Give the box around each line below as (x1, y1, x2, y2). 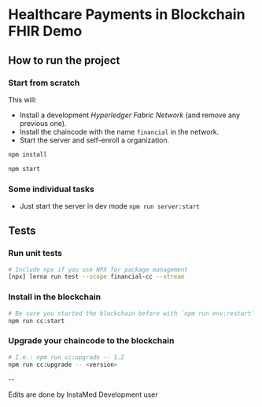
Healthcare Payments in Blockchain (8, 6, 245, 24)
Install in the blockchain (8, 291, 101, 302)
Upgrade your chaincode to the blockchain (8, 335, 175, 346)
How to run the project (8, 54, 120, 67)
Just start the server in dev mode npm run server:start (19, 201, 201, 210)
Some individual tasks (8, 183, 94, 194)
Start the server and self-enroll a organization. (19, 135, 170, 145)
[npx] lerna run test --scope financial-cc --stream (8, 273, 185, 281)
